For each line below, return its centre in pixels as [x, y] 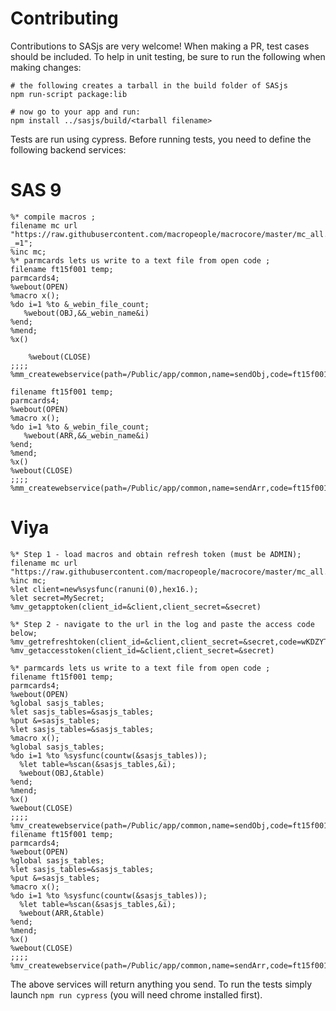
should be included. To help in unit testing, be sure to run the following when [168, 56]
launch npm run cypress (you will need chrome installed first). [136, 994]
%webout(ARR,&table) [62, 913]
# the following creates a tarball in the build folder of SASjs [149, 85]
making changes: [46, 67]
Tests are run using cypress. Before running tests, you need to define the [161, 139]
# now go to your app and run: [75, 112]
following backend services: [68, 149]
